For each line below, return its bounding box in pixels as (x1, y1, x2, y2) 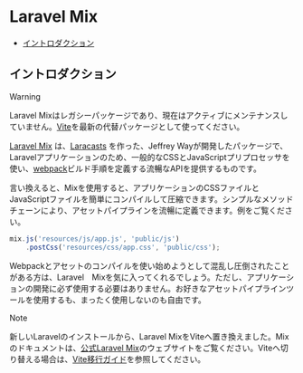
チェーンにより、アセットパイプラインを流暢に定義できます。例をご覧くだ (9, 205, 285, 215)
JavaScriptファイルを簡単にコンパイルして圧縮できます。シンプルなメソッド (9, 193, 294, 205)
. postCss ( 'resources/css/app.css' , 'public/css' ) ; (25, 243, 221, 252)
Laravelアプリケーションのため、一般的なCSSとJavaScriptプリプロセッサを (9, 151, 291, 162)
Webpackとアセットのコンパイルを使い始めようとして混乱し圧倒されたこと (9, 260, 290, 271)
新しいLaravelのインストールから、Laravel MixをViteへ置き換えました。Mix (9, 330, 289, 341)
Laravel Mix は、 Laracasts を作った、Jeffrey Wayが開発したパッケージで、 (9, 140, 288, 151)
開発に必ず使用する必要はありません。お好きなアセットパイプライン (33, 282, 287, 293)
